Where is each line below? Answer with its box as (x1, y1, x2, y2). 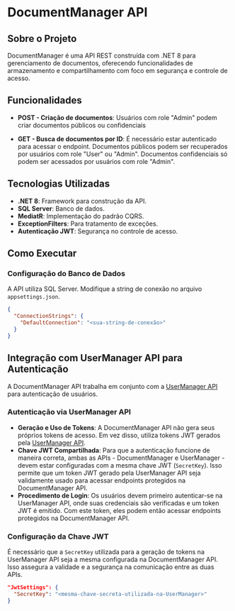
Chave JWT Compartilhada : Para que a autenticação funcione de (17, 446, 210, 454)
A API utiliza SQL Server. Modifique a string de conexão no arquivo (7, 285, 202, 293)
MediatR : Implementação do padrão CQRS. (17, 211, 144, 220)
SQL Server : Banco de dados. (17, 204, 105, 213)
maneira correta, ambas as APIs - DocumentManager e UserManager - (17, 453, 225, 462)
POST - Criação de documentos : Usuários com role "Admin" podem (17, 113, 217, 121)
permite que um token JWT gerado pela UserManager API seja (17, 468, 201, 477)
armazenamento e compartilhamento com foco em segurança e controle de (7, 67, 228, 75)
